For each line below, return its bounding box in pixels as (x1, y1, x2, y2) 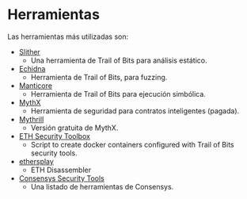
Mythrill (18, 114, 44, 124)
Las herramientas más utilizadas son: (7, 32, 129, 41)
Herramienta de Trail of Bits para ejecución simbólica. (30, 89, 207, 98)
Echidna (18, 63, 46, 73)
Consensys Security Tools (18, 173, 104, 183)
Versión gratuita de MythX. (30, 123, 119, 132)
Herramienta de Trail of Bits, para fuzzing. (30, 72, 168, 82)
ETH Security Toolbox (18, 131, 90, 140)
